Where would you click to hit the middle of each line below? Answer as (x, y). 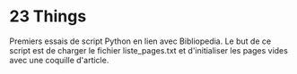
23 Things (48, 16)
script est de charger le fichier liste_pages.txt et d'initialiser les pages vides (149, 50)
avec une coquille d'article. (59, 60)
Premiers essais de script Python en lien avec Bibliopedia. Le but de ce (140, 41)
